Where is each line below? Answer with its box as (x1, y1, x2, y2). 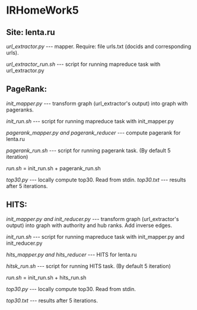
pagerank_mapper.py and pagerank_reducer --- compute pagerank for (6, 129, 181, 136)
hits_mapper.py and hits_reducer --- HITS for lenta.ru (6, 251, 137, 258)
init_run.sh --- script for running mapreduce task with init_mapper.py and (6, 233, 185, 240)
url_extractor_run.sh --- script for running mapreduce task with (6, 60, 161, 68)
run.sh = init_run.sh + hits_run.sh (6, 274, 87, 281)
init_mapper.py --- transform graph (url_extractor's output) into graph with (6, 100, 188, 107)
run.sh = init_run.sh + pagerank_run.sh (6, 164, 101, 172)
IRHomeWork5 (6, 4, 79, 17)
